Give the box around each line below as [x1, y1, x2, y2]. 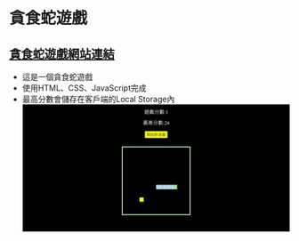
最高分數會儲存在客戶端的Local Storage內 [21, 94, 175, 104]
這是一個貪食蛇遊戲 [21, 72, 93, 82]
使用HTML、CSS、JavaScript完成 [21, 83, 147, 93]
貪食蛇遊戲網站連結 [9, 46, 115, 61]
